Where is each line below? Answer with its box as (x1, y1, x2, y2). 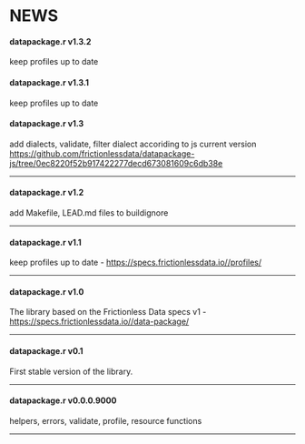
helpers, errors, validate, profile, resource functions (9, 415, 202, 426)
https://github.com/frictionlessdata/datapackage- (9, 147, 195, 159)
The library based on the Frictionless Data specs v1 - (9, 307, 207, 318)
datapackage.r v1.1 (9, 237, 82, 247)
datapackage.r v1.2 (9, 187, 84, 198)
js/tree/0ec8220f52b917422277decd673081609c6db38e (9, 157, 223, 168)
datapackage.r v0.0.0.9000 (9, 395, 117, 406)
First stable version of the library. (9, 366, 133, 377)
